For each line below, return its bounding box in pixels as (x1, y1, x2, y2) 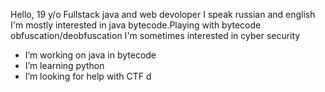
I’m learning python (24, 60, 105, 71)
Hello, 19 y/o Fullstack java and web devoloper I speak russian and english (10, 9, 316, 20)
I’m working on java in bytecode (24, 49, 157, 61)
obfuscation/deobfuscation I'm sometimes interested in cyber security (10, 30, 301, 41)
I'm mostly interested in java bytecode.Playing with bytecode (10, 19, 262, 31)
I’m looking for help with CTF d (24, 70, 152, 82)
